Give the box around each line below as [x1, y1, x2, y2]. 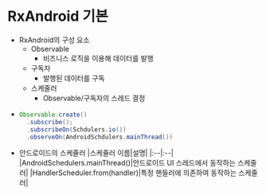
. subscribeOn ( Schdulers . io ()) [26, 125, 127, 134]
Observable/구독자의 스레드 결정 [42, 93, 146, 103]
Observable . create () [18, 111, 88, 119]
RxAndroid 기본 [7, 7, 108, 25]
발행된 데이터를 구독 [42, 73, 105, 83]
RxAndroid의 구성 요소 [18, 35, 90, 45]
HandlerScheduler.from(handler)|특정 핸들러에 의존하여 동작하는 [32, 168, 237, 177]
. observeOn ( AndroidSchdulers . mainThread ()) [26, 133, 173, 141]
